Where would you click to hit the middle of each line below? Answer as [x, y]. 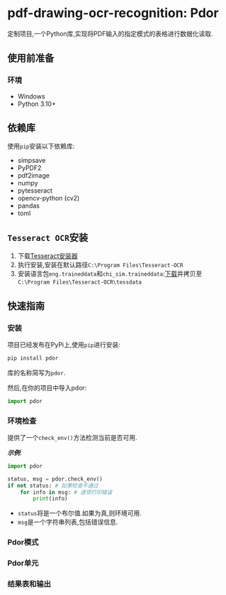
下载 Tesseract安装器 [47, 256]
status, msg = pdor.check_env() [55, 479]
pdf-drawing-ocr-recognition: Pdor [113, 13]
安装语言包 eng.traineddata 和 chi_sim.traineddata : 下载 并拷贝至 [110, 274]
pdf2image [33, 176]
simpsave [32, 161]
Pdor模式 [23, 542]
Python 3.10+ [37, 104]
